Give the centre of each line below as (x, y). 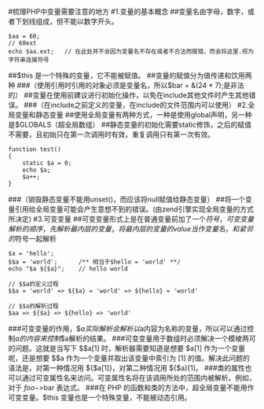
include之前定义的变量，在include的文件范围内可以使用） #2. (150, 105)
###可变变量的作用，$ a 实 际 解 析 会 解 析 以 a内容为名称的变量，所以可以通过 (128, 328)
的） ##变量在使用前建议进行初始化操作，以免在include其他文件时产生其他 (128, 95)
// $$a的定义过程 (33, 284)
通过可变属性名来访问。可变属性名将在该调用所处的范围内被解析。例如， (139, 378)
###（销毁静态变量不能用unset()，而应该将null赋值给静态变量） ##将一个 (127, 199)
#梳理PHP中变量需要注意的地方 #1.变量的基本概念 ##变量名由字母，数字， (128, 11)
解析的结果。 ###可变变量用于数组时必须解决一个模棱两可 (162, 338)
